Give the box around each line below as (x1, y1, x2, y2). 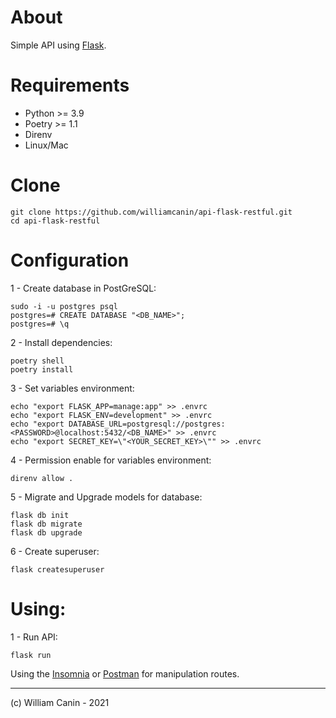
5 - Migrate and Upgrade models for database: (10, 491, 203, 503)
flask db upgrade (10, 527, 83, 538)
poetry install (10, 364, 74, 375)
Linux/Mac (24, 139, 69, 151)
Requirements (10, 74, 130, 97)
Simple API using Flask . (10, 39, 107, 51)
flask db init (10, 510, 70, 520)
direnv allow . (10, 473, 74, 483)
